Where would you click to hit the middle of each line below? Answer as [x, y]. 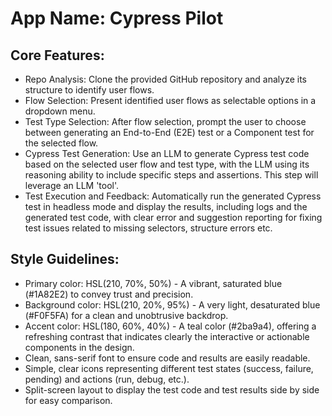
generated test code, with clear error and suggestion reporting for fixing [173, 217]
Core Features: [57, 55]
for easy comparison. [68, 400]
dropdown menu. [60, 111]
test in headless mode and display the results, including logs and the [166, 206]
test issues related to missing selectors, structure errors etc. [148, 228]
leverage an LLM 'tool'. [72, 185]
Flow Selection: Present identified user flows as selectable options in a [170, 100]
